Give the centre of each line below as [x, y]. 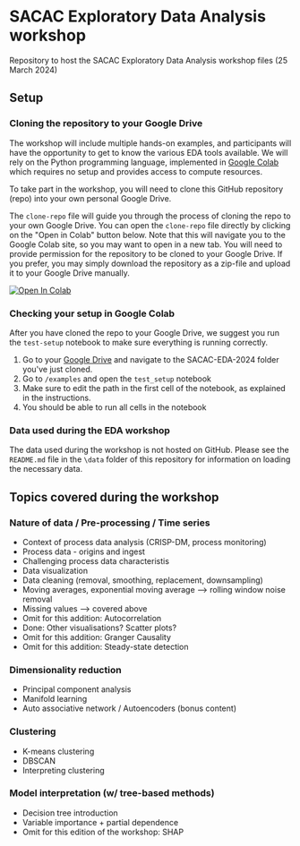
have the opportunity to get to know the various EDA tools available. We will [149, 152]
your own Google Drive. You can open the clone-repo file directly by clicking [150, 225]
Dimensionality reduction [66, 670]
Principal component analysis [77, 689]
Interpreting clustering [63, 770]
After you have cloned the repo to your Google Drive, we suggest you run [145, 332]
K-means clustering [58, 751]
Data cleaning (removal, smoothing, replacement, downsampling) [143, 580]
